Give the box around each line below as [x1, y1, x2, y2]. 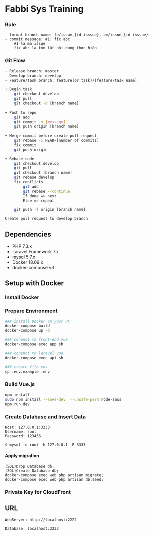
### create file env [5, 364, 48, 369]
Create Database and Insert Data [5, 413, 86, 420]
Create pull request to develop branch [5, 216, 88, 221]
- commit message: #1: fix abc [5, 37, 70, 42]
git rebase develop [14, 175, 55, 180]
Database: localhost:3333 [5, 526, 59, 531]
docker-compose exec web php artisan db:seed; [5, 477, 104, 482]
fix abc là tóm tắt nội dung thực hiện [14, 46, 97, 51]
